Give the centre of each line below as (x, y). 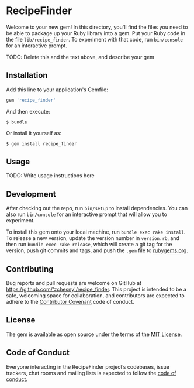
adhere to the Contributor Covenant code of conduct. (70, 302)
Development (31, 194)
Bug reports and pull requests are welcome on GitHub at (74, 283)
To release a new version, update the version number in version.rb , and (93, 238)
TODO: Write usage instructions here (50, 176)
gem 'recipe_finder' (31, 100)
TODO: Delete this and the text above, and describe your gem (80, 57)
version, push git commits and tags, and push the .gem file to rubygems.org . (97, 250)
